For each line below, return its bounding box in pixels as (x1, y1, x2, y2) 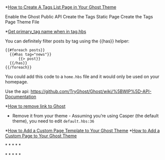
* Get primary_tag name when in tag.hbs (5, 29, 86, 34)
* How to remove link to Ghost (5, 103, 66, 109)
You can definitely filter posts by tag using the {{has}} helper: (5, 38, 130, 44)
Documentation (5, 94, 36, 99)
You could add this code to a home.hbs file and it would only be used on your (5, 74, 160, 80)
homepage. (5, 79, 29, 84)
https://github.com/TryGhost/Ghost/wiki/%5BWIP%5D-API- (30, 88, 152, 94)
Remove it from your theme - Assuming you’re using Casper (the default (12, 113, 159, 119)
